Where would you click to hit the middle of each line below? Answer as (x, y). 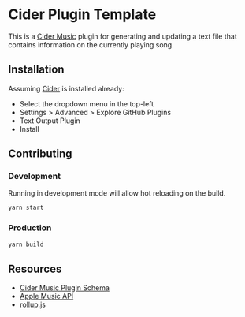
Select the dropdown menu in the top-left (87, 103)
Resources (35, 269)
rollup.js (32, 304)
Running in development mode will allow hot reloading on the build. (117, 193)
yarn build (26, 244)
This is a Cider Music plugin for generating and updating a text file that (123, 36)
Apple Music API (46, 296)
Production (30, 228)
